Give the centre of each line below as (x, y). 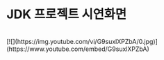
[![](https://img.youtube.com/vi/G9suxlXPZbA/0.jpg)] (82, 41)
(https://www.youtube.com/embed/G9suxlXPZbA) (78, 49)
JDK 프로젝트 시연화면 (67, 14)
